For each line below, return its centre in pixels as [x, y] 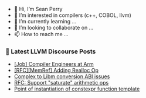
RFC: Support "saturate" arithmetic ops [61, 83]
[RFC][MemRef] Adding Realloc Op [56, 71]
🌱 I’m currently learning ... [45, 21]
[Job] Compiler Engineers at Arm [54, 64]
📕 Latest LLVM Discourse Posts [51, 51]
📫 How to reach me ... [41, 34]
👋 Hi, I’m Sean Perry [38, 9]
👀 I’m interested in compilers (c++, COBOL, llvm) [72, 15]
